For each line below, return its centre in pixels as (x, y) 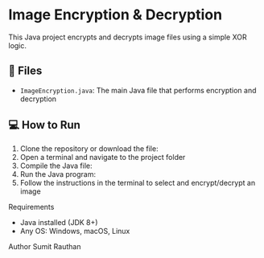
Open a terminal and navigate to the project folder (103, 157)
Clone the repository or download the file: (89, 148)
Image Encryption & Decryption (115, 15)
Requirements (31, 207)
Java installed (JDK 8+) (59, 222)
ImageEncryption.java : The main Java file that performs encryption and (138, 90)
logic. (17, 45)
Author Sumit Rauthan (45, 246)
